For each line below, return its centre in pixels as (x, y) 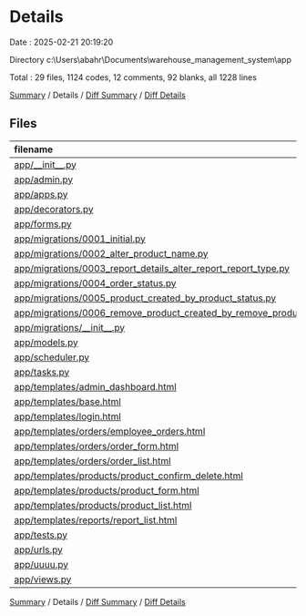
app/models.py (46, 342)
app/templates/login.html (67, 416)
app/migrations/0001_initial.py (80, 239)
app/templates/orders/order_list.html (92, 460)
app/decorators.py (54, 209)
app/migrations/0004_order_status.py (95, 282)
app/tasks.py (42, 372)
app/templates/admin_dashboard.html (96, 386)
